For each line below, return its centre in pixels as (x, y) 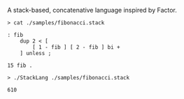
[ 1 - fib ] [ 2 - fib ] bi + (76, 47)
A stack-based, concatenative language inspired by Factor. (92, 10)
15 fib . (20, 66)
